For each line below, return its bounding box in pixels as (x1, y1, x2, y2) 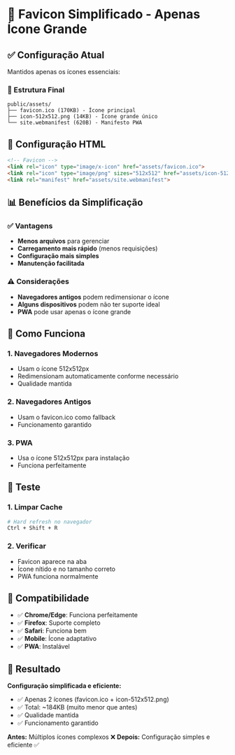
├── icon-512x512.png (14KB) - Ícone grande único (7, 113, 158, 120)
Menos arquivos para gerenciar (17, 237, 110, 246)
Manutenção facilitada (17, 259, 85, 268)
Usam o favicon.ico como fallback (17, 413, 116, 421)
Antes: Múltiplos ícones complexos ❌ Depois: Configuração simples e (7, 733, 211, 741)
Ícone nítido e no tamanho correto (17, 565, 115, 573)
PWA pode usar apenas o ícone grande (17, 307, 131, 316)
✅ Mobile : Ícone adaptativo (17, 635, 97, 643)
